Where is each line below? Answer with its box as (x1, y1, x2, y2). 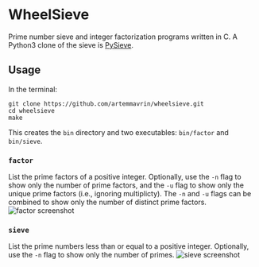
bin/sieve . (8, 136, 43, 145)
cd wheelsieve (8, 106, 56, 114)
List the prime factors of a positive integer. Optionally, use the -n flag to (8, 172, 242, 182)
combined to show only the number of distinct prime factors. (8, 197, 207, 207)
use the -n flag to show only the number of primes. (8, 250, 175, 260)
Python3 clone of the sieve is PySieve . (8, 40, 133, 49)
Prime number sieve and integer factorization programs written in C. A (8, 32, 238, 41)
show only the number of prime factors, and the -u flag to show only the (8, 180, 245, 190)
